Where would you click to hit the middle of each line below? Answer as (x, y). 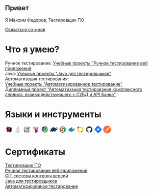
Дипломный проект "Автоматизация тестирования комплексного (74, 89)
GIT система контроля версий (37, 176)
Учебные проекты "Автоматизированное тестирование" (64, 84)
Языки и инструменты (53, 114)
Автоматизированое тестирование (42, 186)
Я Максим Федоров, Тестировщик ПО (45, 20)
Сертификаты (35, 152)
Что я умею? (32, 49)
